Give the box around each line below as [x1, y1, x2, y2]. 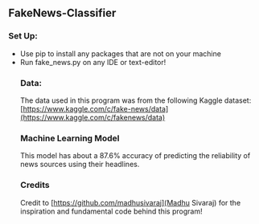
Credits [19, 180, 50, 191]
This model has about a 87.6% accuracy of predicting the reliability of [19, 151, 251, 161]
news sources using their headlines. [19, 160, 140, 169]
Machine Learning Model [19, 132, 120, 144]
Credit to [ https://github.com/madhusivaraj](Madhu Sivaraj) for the [19, 198, 241, 207]
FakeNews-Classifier [8, 6, 117, 20]
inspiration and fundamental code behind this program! [19, 206, 203, 216]
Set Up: [8, 31, 39, 42]
